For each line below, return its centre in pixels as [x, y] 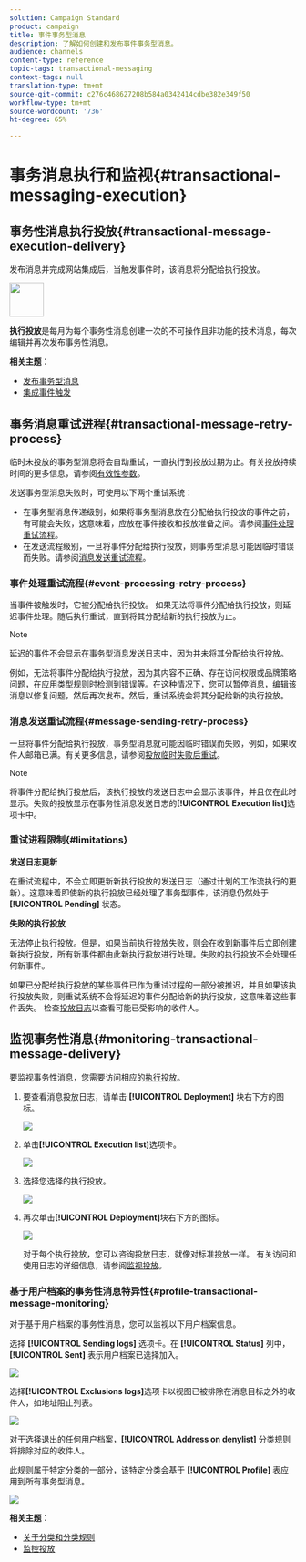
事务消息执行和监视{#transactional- [145, 176]
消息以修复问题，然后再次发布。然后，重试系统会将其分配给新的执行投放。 [149, 696]
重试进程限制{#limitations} [69, 840]
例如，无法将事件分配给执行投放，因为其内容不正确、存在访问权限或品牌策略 [153, 673]
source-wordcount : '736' [56, 111]
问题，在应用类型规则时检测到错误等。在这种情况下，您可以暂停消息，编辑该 [153, 684]
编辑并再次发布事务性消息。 [61, 342]
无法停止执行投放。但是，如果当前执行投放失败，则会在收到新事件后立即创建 [153, 942]
